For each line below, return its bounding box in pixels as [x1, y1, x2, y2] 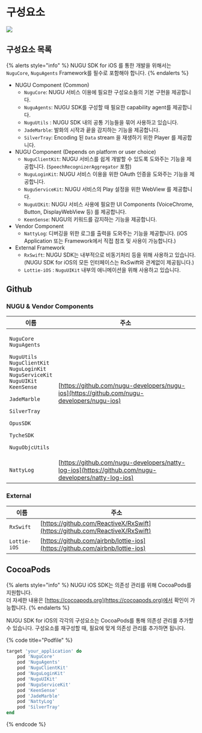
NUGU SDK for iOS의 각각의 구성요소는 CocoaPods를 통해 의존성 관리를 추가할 [6, 616, 194, 624]
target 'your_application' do [6, 648, 82, 654]
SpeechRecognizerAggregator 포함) [48, 162, 132, 170]
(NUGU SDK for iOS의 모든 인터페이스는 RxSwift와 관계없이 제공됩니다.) [23, 258, 194, 266]
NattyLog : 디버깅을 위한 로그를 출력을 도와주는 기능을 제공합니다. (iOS [23, 229, 188, 237]
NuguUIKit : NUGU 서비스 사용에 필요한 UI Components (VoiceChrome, [23, 200, 194, 208]
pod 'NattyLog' [17, 699, 55, 705]
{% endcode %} [6, 721, 46, 728]
